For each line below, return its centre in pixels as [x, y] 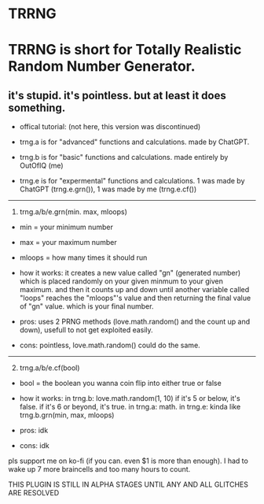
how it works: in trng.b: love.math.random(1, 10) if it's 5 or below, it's [130, 398]
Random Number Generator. [102, 67]
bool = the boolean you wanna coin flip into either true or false [120, 384]
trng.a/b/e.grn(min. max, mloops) [73, 212]
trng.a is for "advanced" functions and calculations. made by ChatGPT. [134, 142]
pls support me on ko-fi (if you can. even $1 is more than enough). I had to [128, 461]
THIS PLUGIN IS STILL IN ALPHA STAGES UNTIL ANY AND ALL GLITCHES [128, 484]
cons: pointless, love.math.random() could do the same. [110, 345]
